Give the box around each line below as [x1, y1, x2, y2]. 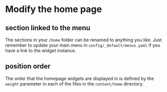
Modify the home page [5, 4, 102, 15]
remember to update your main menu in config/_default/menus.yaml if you [5, 42, 160, 48]
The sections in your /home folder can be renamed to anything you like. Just [5, 37, 162, 43]
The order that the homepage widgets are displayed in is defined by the [5, 75, 154, 81]
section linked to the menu [5, 24, 91, 32]
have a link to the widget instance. [5, 48, 77, 53]
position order [5, 62, 51, 71]
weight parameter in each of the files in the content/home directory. [5, 80, 144, 86]
